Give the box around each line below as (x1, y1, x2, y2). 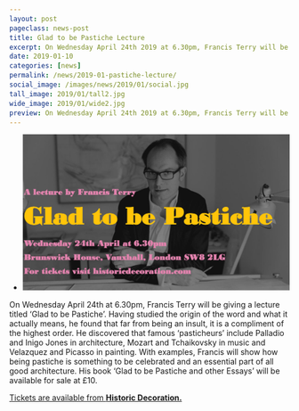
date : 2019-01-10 (9, 52, 74, 62)
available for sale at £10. (9, 375, 98, 386)
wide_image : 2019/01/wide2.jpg (9, 99, 125, 108)
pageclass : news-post (9, 23, 90, 33)
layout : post (9, 14, 58, 23)
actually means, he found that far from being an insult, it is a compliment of (9, 318, 285, 329)
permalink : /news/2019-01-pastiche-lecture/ (9, 71, 177, 80)
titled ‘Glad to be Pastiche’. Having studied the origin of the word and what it (9, 308, 288, 320)
